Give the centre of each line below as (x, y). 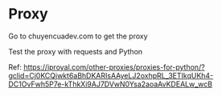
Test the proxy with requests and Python (76, 51)
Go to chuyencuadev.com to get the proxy (78, 36)
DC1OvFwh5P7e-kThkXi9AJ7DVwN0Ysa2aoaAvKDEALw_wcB (111, 84)
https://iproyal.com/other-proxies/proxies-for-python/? (114, 67)
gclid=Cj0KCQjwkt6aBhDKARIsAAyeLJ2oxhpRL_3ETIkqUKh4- (111, 75)
